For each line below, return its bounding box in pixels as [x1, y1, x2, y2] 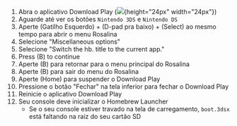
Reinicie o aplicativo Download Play [18, 90, 122, 98]
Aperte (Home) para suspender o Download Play [18, 75, 161, 83]
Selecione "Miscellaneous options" [18, 37, 121, 46]
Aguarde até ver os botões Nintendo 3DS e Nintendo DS [18, 15, 178, 23]
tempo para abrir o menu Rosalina [18, 30, 117, 38]
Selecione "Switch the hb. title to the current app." [18, 45, 165, 53]
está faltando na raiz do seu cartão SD [28, 113, 141, 120]
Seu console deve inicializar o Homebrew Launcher [18, 97, 168, 106]
